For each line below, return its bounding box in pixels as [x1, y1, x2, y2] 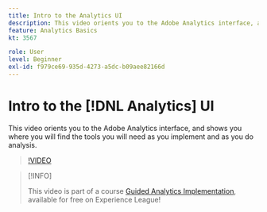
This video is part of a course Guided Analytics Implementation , [27, 186, 237, 195]
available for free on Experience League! [27, 195, 161, 204]
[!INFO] [27, 171, 52, 180]
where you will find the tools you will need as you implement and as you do [8, 132, 254, 141]
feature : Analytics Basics [8, 26, 98, 34]
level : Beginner [8, 56, 62, 64]
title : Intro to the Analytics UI [8, 11, 123, 20]
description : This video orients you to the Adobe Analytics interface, [8, 19, 254, 27]
